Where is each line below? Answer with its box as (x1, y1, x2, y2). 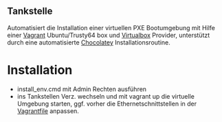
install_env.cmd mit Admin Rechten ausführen (16, 85, 146, 93)
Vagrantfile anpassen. (16, 106, 79, 115)
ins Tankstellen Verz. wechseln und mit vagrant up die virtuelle (16, 92, 195, 100)
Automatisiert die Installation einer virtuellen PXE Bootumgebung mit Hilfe (7, 23, 215, 32)
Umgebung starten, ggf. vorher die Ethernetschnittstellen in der (16, 99, 197, 108)
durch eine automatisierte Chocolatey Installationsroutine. (7, 38, 170, 47)
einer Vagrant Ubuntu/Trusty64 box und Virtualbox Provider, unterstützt (7, 31, 210, 39)
